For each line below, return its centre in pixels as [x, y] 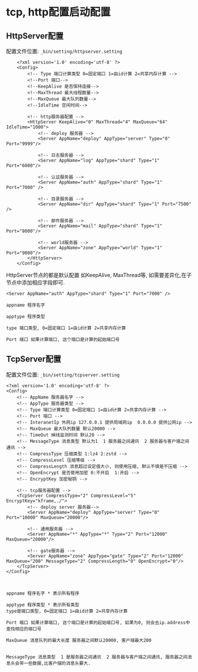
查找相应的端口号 [24, 629]
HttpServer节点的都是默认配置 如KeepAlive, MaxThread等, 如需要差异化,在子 [99, 275]
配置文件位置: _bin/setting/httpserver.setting [64, 51]
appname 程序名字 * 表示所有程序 [43, 593]
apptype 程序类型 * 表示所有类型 [43, 605]
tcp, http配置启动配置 [59, 12]
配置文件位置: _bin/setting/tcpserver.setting [63, 374]
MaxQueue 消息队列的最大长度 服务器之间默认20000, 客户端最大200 [79, 640]
